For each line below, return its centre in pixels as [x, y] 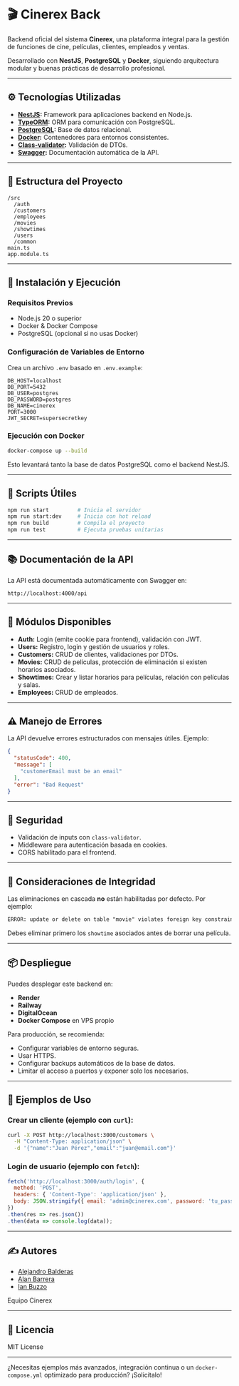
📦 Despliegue [39, 963]
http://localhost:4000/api [47, 593]
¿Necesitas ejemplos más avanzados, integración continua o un [101, 1367]
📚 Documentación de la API [70, 560]
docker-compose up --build [47, 451]
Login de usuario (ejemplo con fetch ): [74, 1166]
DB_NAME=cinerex [31, 406]
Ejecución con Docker [46, 436]
